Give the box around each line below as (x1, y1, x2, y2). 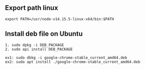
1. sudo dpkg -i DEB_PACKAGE (5, 42, 64, 47)
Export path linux (5, 4, 58, 12)
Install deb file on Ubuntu (5, 30, 83, 38)
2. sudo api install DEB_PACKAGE (5, 47, 73, 52)
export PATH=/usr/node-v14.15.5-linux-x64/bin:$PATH (5, 16, 114, 21)
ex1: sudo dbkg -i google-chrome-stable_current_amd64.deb (5, 55, 127, 60)
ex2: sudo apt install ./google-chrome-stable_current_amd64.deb (5, 59, 140, 64)
